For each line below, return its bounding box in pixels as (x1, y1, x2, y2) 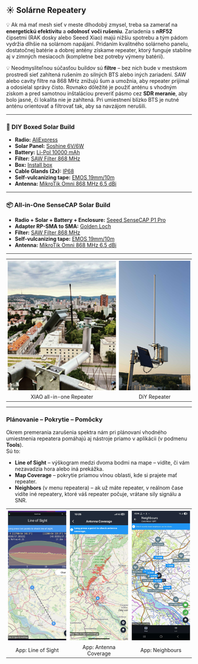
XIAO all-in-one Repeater (30, 394, 93, 401)
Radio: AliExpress (14, 136, 58, 143)
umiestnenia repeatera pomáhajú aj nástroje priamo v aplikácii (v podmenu (6, 435, 187, 442)
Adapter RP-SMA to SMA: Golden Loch (14, 223, 111, 230)
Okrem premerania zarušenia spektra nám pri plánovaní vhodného (6, 428, 167, 436)
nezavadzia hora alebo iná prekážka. (14, 465, 104, 472)
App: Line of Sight (15, 647, 59, 654)
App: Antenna (82, 643, 116, 650)
